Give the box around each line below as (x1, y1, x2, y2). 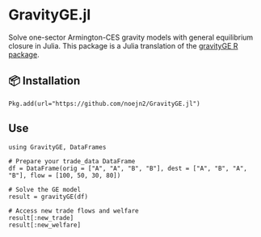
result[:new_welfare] (8, 221, 82, 229)
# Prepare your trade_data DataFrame (8, 157, 136, 165)
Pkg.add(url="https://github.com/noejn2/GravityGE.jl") (8, 99, 200, 108)
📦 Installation (8, 74, 81, 88)
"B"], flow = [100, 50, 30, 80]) (8, 171, 121, 180)
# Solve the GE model (8, 185, 82, 193)
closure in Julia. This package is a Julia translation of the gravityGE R (8, 40, 238, 50)
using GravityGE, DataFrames (8, 143, 107, 151)
